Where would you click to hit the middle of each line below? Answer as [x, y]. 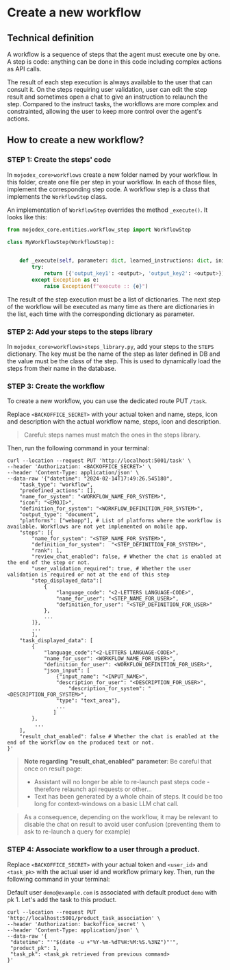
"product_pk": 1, [35, 948]
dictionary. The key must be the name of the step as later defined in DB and [114, 354]
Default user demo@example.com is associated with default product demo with [112, 892]
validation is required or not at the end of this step [88, 575]
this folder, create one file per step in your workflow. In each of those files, [112, 182]
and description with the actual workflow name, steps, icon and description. [114, 422]
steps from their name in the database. [62, 368]
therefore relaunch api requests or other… [93, 789]
